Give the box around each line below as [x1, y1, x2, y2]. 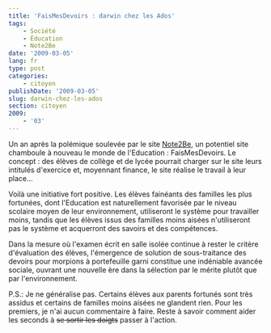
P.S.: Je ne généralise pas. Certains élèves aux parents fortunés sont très [8, 289, 253, 299]
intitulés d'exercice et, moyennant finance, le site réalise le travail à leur [8, 165, 247, 175]
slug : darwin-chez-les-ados [8, 95, 104, 103]
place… [8, 173, 34, 183]
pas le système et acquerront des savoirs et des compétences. [8, 223, 218, 233]
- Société [23, 27, 57, 35]
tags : [8, 19, 27, 27]
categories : [8, 72, 49, 80]
